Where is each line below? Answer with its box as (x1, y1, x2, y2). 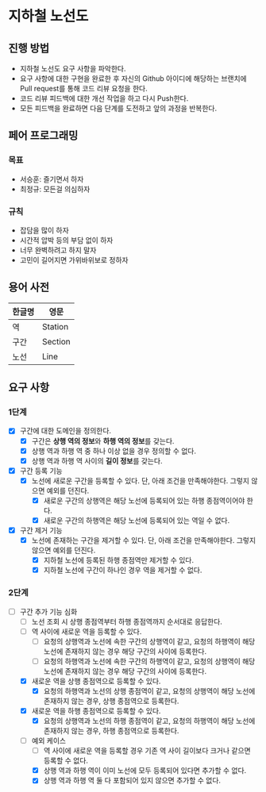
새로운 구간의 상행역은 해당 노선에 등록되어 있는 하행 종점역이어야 (43, 495, 245, 505)
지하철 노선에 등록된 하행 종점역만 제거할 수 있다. (43, 556, 195, 565)
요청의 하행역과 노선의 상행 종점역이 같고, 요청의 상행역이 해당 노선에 (43, 686, 256, 695)
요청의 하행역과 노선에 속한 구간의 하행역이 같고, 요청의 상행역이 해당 (43, 656, 256, 666)
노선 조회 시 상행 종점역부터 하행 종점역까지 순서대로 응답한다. (31, 617, 222, 626)
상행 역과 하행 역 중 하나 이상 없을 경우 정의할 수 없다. (31, 446, 197, 456)
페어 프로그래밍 (8, 129, 79, 143)
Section (42, 336, 71, 347)
